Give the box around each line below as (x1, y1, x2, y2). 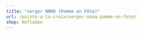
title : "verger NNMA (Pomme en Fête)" (6, 8, 100, 14)
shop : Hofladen (6, 19, 43, 25)
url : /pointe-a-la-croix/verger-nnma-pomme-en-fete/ (6, 14, 137, 20)
